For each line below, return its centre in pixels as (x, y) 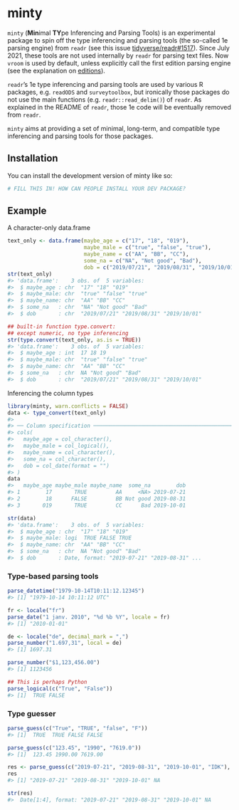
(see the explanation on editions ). (56, 70)
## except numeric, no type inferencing (68, 333)
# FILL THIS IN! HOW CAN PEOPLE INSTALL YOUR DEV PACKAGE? (97, 189)
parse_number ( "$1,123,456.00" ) (54, 663)
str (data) (22, 518)
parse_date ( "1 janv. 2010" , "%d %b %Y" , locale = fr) (89, 617)
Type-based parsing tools (53, 576)
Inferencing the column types (51, 393)
